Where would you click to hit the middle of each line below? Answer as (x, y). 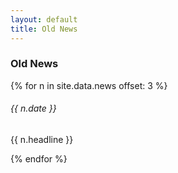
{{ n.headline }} (42, 139)
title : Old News (44, 29)
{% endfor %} (39, 159)
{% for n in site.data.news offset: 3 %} (89, 85)
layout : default (44, 19)
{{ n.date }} (33, 108)
